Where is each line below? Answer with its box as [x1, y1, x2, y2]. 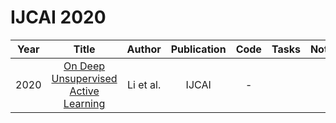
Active [69, 84, 100, 98]
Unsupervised [51, 71, 118, 85]
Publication [170, 42, 227, 56]
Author [126, 42, 162, 56]
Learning [63, 96, 106, 110]
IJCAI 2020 [10, 6, 107, 29]
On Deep [63, 59, 106, 73]
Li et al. [127, 77, 162, 91]
